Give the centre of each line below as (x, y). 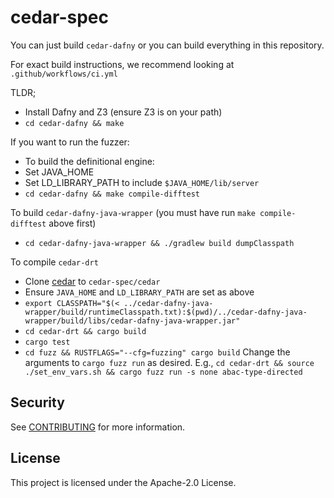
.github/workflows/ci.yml (64, 74)
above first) (72, 223)
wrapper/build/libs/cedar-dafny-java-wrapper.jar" (132, 321)
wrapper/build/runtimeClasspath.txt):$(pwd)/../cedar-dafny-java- (166, 312)
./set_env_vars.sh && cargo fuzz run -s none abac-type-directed (163, 372)
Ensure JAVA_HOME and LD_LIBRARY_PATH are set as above (139, 292)
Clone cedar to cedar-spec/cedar (92, 281)
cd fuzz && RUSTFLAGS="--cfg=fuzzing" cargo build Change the (157, 352)
